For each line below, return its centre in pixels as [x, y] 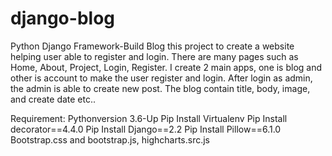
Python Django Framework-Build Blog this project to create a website [152, 46]
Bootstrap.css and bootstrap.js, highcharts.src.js [110, 139]
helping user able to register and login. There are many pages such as [154, 56]
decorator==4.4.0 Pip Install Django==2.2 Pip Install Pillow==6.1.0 [146, 129]
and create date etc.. [53, 99]
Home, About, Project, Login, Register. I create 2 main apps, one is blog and [166, 67]
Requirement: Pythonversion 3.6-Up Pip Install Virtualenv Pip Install [149, 118]
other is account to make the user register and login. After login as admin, [161, 78]
